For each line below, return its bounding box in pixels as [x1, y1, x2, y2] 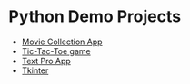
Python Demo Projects [8, 6, 182, 27]
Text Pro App [21, 55, 72, 66]
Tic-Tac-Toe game [21, 45, 92, 56]
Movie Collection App [21, 36, 103, 47]
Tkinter [21, 65, 49, 76]
